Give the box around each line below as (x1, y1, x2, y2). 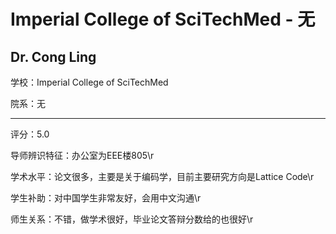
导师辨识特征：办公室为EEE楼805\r (10, 150, 155, 161)
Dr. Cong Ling (10, 48, 97, 65)
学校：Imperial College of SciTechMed (10, 76, 169, 88)
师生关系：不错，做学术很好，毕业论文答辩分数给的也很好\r (10, 213, 254, 225)
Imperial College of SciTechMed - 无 (10, 8, 316, 31)
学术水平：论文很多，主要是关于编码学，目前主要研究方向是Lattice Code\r (10, 171, 315, 182)
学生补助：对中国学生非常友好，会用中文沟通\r (10, 192, 202, 204)
